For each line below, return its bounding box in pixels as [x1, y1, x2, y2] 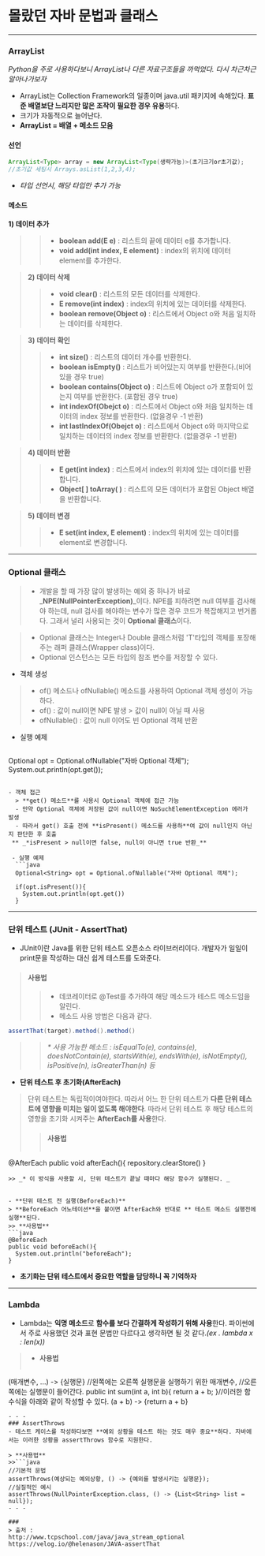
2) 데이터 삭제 [27, 273, 70, 282]
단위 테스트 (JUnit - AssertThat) [8, 924, 128, 935]
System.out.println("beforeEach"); [15, 1250, 132, 1258]
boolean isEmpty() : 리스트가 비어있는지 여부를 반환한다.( [58, 362, 239, 371]
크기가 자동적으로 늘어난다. [19, 111, 103, 121]
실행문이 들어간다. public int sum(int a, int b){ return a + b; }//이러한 [28, 1386, 243, 1396]
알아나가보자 [8, 74, 47, 84]
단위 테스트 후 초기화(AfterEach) [19, 1077, 121, 1087]
